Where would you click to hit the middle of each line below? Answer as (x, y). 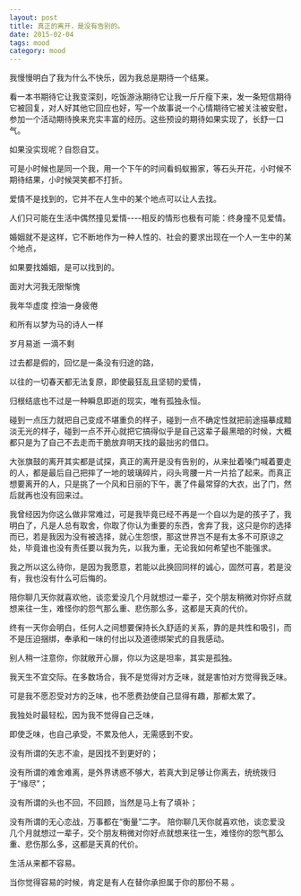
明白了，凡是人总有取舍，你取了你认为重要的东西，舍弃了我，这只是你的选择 (150, 525)
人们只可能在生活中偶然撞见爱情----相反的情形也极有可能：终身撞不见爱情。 (150, 218)
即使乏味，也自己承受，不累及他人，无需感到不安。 (103, 734)
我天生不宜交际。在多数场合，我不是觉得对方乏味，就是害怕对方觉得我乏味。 (150, 677)
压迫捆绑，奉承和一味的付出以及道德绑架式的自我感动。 (127, 639)
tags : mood (30, 43)
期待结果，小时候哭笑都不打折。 (68, 180)
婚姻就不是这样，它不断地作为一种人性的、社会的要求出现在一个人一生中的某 (150, 237)
